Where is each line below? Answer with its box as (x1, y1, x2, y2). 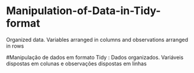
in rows (6, 42, 24, 49)
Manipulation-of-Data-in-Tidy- (6, 4, 161, 18)
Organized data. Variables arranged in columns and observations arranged (6, 36, 188, 43)
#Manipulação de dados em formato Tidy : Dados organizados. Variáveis (6, 54, 184, 61)
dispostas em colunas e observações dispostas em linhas (6, 60, 147, 67)
